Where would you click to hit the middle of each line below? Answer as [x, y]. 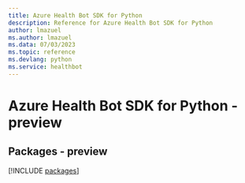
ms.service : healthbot [45, 67]
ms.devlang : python [40, 60]
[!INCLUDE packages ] [44, 170]
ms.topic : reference [42, 52]
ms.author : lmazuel [40, 37]
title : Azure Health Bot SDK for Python [76, 15]
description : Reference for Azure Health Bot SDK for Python [111, 23]
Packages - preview [58, 152]
